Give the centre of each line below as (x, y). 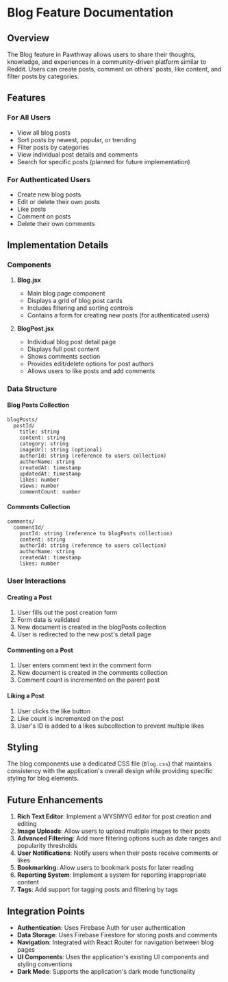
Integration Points (46, 911)
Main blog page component (66, 293)
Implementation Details (58, 245)
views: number (39, 486)
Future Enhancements (55, 800)
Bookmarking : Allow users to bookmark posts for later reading (105, 868)
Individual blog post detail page (72, 342)
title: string (39, 432)
